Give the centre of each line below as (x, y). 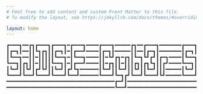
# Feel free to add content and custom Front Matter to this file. (93, 12)
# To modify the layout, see (43, 17)
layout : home (23, 28)
